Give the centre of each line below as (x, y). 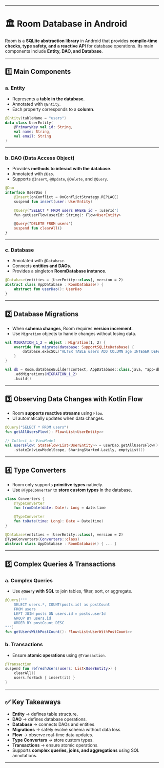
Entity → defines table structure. (45, 714)
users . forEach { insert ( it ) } (45, 678)
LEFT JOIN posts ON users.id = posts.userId (60, 614)
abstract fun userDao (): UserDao (48, 289)
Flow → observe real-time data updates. (53, 735)
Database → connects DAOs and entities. (54, 724)
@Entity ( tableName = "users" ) (36, 118)
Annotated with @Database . (39, 261)
